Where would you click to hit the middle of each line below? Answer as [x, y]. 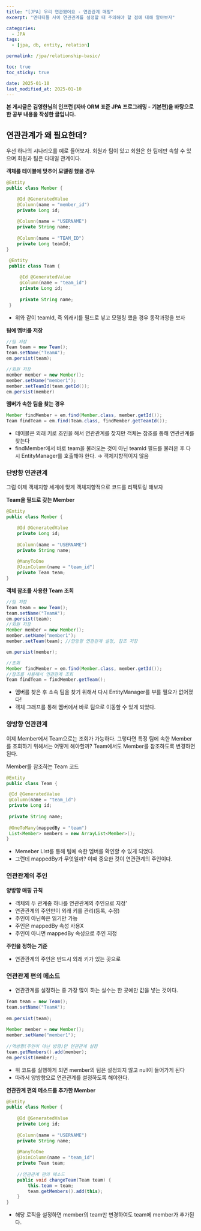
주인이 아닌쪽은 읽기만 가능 [46, 918]
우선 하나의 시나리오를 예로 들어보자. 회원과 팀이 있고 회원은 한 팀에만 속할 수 [96, 151]
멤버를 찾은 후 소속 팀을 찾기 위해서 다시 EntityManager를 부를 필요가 [96, 692]
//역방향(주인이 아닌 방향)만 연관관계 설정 [52, 1046]
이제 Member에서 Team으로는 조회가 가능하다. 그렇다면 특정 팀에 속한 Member [99, 738]
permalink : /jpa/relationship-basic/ [53, 56]
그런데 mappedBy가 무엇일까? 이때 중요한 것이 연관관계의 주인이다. [94, 859]
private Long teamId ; [44, 244]
